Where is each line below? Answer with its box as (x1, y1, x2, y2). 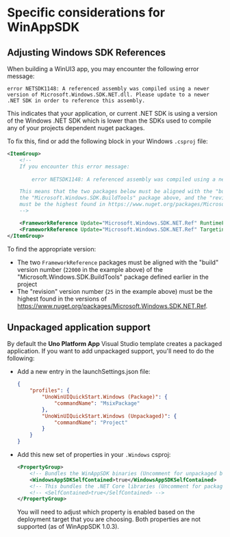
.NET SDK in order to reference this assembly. (7, 97, 146, 104)
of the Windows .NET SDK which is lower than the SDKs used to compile (7, 116, 212, 125)
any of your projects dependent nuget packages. (7, 124, 145, 132)
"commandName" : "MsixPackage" (53, 399, 140, 407)
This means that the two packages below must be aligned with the (19, 188, 213, 195)
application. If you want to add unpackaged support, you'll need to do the (7, 347, 214, 355)
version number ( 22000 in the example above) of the (16, 265, 163, 273)
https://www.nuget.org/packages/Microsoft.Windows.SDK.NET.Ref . (16, 301, 208, 310)
